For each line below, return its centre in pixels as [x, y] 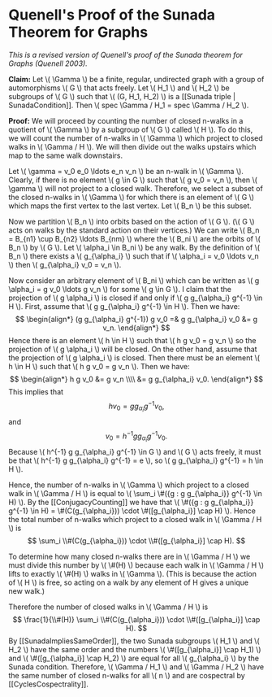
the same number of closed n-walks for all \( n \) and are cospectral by [127, 675]
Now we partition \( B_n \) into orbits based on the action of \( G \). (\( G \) [132, 221]
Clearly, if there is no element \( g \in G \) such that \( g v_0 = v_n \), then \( [133, 180]
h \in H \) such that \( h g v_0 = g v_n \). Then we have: [99, 366]
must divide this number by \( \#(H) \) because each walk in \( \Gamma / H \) [136, 565]
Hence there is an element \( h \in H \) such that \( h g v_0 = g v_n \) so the [132, 340]
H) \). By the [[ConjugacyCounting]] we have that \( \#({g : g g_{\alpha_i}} [131, 502]
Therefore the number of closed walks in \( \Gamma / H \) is [108, 607]
